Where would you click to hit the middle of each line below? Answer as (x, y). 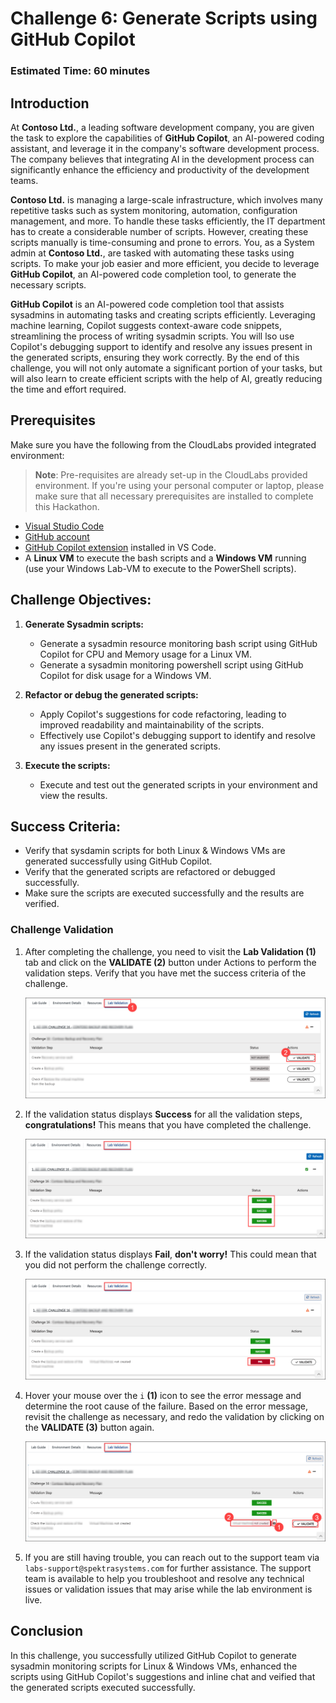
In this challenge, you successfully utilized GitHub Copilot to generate (153, 1655)
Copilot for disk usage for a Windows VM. (125, 675)
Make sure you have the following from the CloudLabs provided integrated (163, 444)
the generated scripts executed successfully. (103, 1687)
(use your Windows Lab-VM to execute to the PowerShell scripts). (160, 568)
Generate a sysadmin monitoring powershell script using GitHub (171, 664)
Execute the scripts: (67, 765)
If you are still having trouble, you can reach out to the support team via (172, 1557)
